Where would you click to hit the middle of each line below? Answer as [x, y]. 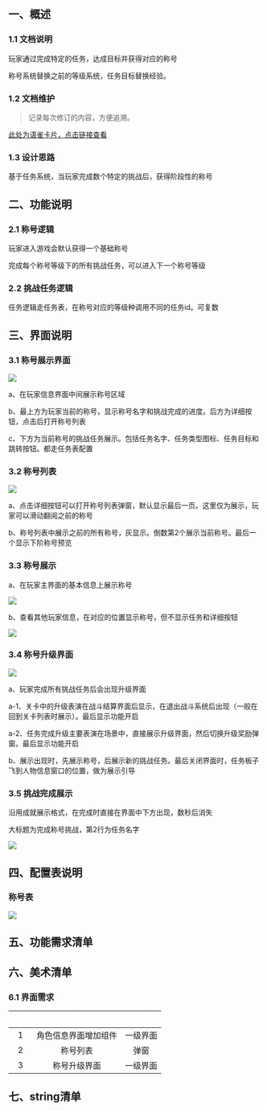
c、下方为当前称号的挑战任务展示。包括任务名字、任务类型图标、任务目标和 [133, 438]
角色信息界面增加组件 [77, 1035]
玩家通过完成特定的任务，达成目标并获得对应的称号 [93, 58]
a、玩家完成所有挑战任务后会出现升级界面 [77, 689]
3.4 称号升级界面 [41, 655]
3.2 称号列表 [33, 471]
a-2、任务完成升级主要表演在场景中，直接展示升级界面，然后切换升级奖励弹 [134, 733]
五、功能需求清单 [51, 942]
